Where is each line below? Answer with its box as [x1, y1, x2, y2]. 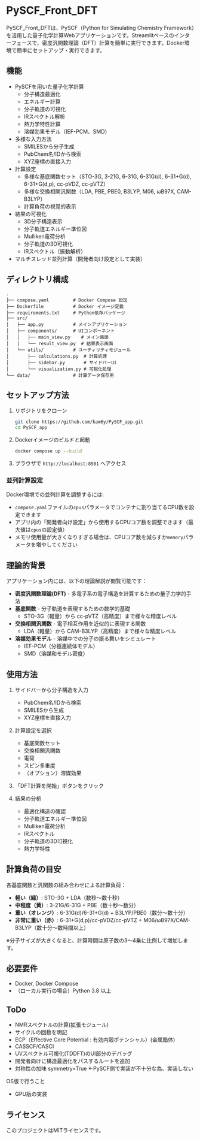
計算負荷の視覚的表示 [23, 203, 76, 210]
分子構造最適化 [23, 90, 61, 98]
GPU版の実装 [14, 1090, 48, 1098]
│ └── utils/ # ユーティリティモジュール [6, 347, 131, 353]
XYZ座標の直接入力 [23, 158, 72, 165]
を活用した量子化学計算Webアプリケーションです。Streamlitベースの [6, 31, 174, 39]
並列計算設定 [6, 476, 44, 484]
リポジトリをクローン [14, 407, 67, 414]
